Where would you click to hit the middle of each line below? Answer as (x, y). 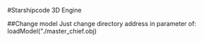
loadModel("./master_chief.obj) (52, 31)
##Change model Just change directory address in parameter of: (102, 23)
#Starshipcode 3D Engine (45, 10)
